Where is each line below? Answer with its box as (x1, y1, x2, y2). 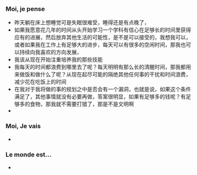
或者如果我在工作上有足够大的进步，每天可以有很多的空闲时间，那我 (14, 41, 181, 49)
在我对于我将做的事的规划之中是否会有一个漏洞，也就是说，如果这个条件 (14, 85, 191, 93)
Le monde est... (5, 150, 52, 158)
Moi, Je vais (5, 122, 41, 131)
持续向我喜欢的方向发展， (19, 49, 82, 56)
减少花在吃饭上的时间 (14, 78, 66, 85)
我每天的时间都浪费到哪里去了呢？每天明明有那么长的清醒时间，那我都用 (14, 63, 191, 71)
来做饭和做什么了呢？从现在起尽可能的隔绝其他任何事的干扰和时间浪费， (14, 71, 191, 78)
